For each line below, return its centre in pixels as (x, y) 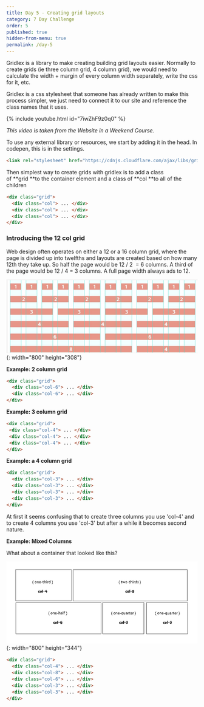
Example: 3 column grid (37, 412)
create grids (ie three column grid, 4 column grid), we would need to (92, 69)
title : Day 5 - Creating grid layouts (55, 13)
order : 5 (17, 26)
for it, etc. (18, 82)
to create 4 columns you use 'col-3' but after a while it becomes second (96, 523)
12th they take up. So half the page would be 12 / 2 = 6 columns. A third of (100, 264)
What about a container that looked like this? (62, 553)
